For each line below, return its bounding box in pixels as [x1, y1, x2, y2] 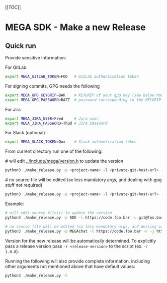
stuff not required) [5, 182, 43, 188]
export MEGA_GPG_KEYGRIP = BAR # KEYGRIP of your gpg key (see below [5, 92, 155, 98]
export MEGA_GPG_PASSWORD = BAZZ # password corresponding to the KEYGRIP [5, 97, 162, 102]
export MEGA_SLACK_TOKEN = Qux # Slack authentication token [5, 139, 137, 144]
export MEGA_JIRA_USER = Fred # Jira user [5, 116, 99, 121]
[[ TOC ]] [5, 4, 21, 10]
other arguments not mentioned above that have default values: [5, 263, 136, 269]
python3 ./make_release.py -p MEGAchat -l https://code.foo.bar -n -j [5, 229, 155, 234]
